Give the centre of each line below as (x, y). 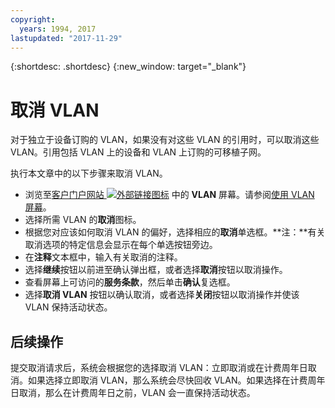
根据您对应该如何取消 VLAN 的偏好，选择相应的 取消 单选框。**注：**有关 (175, 232)
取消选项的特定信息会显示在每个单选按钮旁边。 (121, 245)
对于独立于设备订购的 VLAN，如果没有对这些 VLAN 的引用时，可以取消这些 (165, 140)
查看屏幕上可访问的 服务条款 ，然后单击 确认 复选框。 (130, 282)
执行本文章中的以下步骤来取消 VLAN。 (89, 173)
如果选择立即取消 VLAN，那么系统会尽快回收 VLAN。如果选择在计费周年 (176, 380)
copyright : (33, 19)
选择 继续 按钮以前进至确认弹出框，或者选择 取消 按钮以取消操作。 (156, 270)
